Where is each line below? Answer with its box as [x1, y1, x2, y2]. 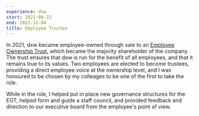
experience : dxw [6, 8, 46, 15]
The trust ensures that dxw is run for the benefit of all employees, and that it [6, 54, 193, 61]
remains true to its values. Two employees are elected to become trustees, [6, 60, 189, 67]
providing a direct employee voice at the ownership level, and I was [6, 66, 172, 74]
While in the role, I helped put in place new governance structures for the [6, 91, 186, 98]
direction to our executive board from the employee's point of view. [6, 103, 171, 110]
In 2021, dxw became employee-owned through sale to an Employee [6, 41, 175, 49]
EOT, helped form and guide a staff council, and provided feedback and [6, 97, 182, 104]
